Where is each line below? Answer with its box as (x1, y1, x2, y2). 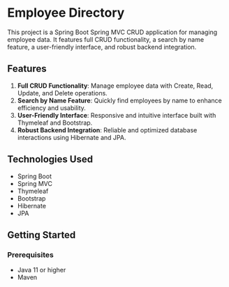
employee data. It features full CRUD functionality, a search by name (7, 35, 205, 43)
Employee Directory (7, 5, 125, 21)
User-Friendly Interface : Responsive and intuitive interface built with (17, 111, 216, 119)
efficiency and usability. (17, 103, 86, 112)
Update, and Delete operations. (17, 88, 108, 97)
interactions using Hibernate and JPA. (17, 133, 126, 141)
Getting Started (7, 228, 76, 241)
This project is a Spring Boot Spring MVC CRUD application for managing (7, 28, 218, 36)
